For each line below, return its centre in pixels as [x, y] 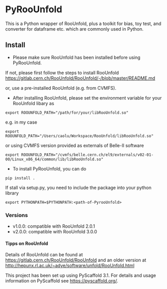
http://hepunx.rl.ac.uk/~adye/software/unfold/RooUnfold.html [70, 266]
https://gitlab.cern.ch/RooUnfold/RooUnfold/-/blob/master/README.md [80, 78]
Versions [17, 215]
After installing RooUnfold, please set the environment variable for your [87, 98]
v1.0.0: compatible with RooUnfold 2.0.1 [54, 226]
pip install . [20, 178]
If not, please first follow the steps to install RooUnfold [62, 73]
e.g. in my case [21, 122]
